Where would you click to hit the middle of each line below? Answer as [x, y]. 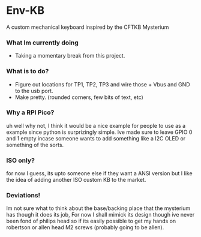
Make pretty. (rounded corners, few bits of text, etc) [79, 97]
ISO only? [20, 160]
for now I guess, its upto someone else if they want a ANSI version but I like [100, 173]
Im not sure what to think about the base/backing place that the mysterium [98, 208]
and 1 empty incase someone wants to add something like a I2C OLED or [96, 138]
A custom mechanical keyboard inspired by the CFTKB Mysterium [88, 27]
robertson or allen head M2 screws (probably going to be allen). [85, 227]
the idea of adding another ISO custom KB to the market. [76, 180]
